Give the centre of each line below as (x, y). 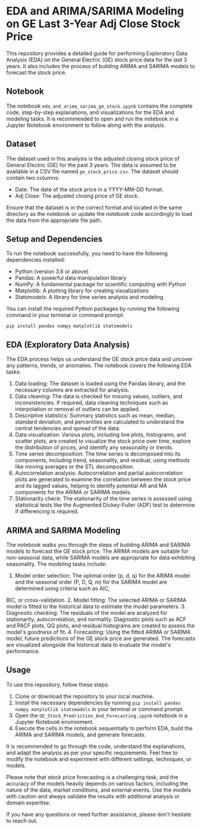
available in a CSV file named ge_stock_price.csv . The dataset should (92, 171)
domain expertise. (28, 803)
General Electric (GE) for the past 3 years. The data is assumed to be (91, 165)
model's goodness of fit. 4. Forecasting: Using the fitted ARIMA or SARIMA (98, 632)
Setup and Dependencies (55, 239)
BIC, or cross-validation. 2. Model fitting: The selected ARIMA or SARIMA (97, 600)
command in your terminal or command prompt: (65, 315)
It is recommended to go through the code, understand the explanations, (96, 746)
